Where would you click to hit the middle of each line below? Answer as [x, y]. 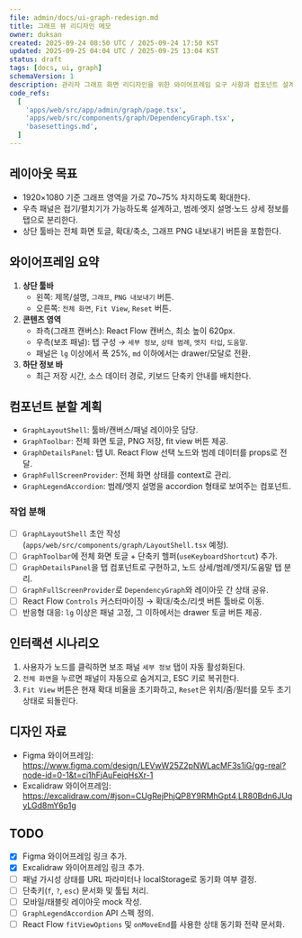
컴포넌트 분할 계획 [56, 406]
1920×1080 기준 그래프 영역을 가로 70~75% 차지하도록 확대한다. [136, 197]
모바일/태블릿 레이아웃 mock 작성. [82, 901]
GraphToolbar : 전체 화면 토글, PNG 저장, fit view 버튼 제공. [125, 442]
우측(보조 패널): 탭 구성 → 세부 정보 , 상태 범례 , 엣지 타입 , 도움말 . [142, 342]
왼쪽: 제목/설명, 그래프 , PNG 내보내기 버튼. [105, 296]
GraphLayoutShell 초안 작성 [71, 533]
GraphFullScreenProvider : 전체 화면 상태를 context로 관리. [127, 475]
